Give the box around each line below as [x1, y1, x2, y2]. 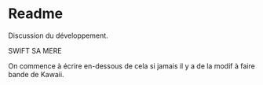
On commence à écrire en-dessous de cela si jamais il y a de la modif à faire [8, 61, 255, 71]
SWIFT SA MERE [8, 46, 62, 55]
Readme [8, 5, 64, 23]
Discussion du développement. [8, 31, 108, 40]
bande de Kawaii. [8, 69, 64, 79]
